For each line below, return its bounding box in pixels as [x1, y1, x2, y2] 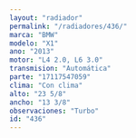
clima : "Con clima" [9, 81, 83, 90]
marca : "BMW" [9, 30, 59, 39]
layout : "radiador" [9, 13, 83, 23]
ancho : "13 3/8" [9, 97, 71, 107]
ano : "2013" [9, 47, 54, 56]
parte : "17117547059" [9, 73, 92, 82]
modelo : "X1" [9, 38, 59, 48]
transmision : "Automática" [9, 64, 112, 74]
